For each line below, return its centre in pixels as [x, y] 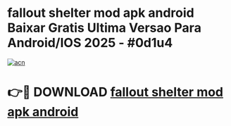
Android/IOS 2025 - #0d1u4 [90, 43]
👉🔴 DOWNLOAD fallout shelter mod [115, 92]
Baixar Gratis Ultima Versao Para [105, 28]
